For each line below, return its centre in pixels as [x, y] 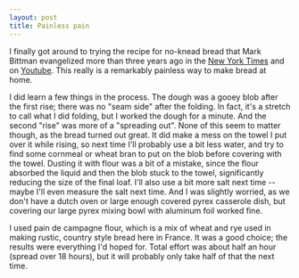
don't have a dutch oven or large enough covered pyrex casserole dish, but [147, 200]
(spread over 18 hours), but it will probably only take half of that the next [142, 256]
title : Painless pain [50, 26]
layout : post [33, 17]
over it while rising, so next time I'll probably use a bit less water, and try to [146, 144]
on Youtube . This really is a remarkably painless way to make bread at [138, 70]
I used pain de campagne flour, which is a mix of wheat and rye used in [141, 227]
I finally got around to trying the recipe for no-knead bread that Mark [135, 51]
